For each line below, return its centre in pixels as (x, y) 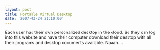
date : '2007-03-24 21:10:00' (34, 18)
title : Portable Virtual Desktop (39, 14)
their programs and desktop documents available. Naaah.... (64, 43)
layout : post (18, 9)
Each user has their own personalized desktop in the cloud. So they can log (80, 33)
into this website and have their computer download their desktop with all (78, 37)
